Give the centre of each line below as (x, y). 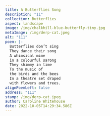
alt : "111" (16, 38)
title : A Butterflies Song (33, 10)
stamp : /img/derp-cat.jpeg (33, 97)
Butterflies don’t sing (34, 46)
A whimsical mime (27, 56)
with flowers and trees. (35, 83)
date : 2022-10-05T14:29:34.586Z (38, 106)
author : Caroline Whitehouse (35, 102)
